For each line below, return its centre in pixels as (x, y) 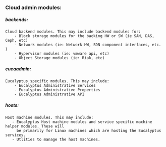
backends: (17, 20)
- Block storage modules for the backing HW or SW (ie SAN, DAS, (85, 36)
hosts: (12, 105)
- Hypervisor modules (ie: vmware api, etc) (62, 53)
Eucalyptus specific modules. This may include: (57, 81)
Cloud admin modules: (34, 8)
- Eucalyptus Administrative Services (55, 85)
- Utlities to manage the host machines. (56, 139)
